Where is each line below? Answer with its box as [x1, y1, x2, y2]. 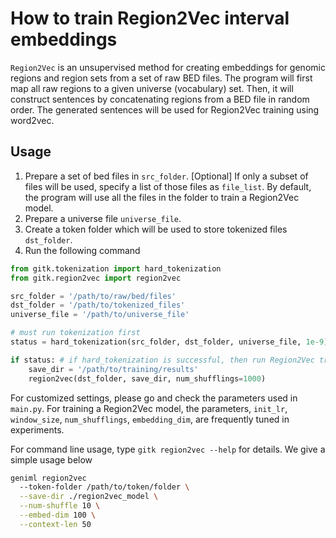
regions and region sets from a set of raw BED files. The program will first [10, 72, 313, 84]
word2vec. [10, 114, 55, 126]
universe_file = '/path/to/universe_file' [10, 310, 190, 320]
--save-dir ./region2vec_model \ [19, 492, 159, 502]
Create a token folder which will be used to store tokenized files [24, 223, 288, 235]
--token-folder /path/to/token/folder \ [19, 482, 190, 492]
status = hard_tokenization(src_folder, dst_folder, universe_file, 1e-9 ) [10, 337, 329, 347]
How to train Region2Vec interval [10, 7, 290, 30]
